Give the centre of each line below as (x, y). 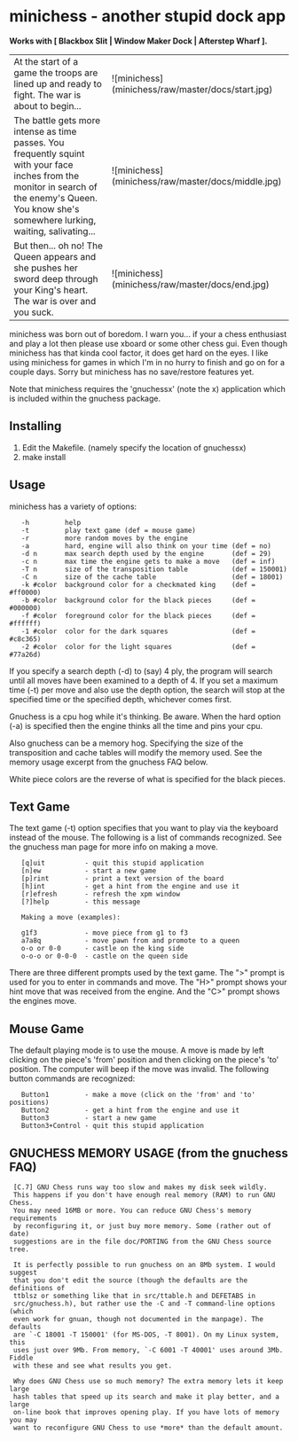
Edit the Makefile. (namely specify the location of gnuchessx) (134, 447)
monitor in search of (55, 186)
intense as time (45, 131)
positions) (29, 1103)
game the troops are (56, 73)
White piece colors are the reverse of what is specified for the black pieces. (147, 779)
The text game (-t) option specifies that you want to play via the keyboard (144, 828)
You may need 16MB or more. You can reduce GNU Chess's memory (132, 1210)
